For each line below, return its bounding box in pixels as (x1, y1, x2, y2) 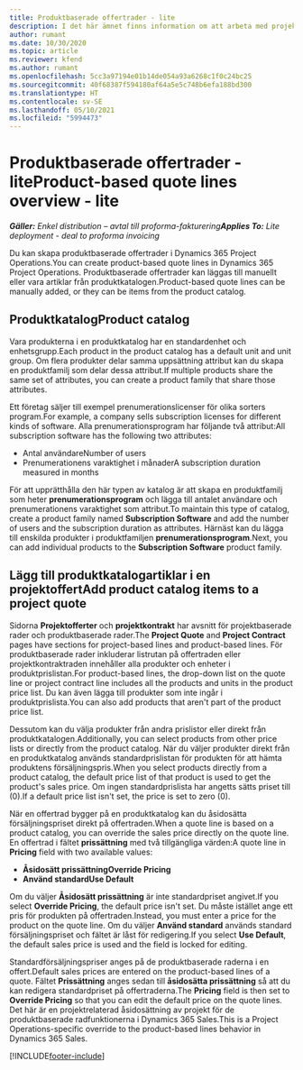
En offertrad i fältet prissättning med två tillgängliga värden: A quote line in (9, 837, 287, 847)
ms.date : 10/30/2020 (9, 38, 87, 48)
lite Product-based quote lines (9, 172, 237, 192)
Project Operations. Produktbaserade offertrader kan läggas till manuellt (9, 267, 277, 278)
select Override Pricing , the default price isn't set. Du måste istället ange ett (9, 901, 293, 911)
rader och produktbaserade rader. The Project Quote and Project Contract (9, 629, 286, 640)
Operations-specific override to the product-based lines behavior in (9, 1023, 262, 1034)
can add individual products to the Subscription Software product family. (9, 542, 282, 553)
